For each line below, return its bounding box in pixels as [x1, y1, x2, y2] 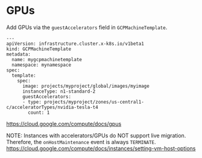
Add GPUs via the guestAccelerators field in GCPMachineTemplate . [6, 24, 168, 31]
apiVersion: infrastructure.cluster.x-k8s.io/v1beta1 [6, 41, 145, 47]
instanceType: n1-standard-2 [22, 88, 96, 94]
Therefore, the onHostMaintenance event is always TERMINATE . [6, 138, 156, 145]
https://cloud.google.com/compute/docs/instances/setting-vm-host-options [6, 145, 196, 152]
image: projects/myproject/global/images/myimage [22, 83, 150, 89]
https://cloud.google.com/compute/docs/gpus [6, 120, 122, 127]
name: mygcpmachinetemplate [11, 56, 83, 62]
